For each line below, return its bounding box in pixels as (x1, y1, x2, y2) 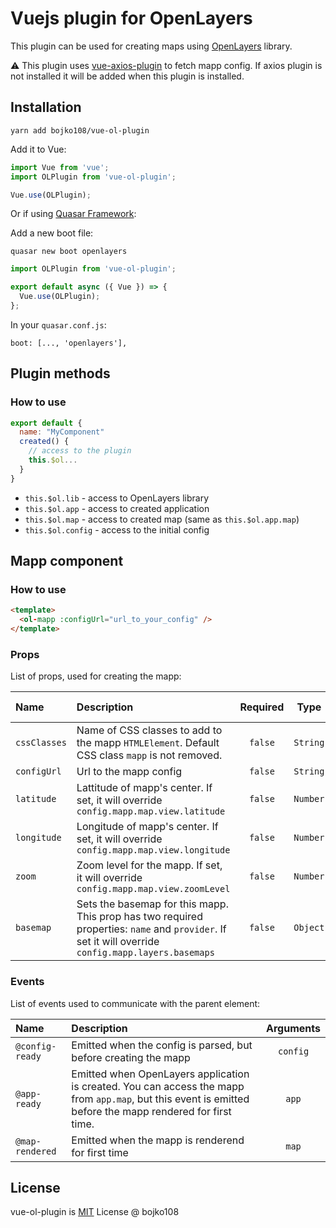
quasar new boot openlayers (10, 247, 128, 257)
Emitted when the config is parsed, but (71, 1038, 253, 1052)
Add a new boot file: (10, 227, 94, 239)
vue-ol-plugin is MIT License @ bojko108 (10, 1206, 180, 1218)
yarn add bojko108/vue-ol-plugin (10, 125, 150, 136)
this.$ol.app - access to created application (24, 502, 210, 514)
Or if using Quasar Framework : (10, 208, 137, 220)
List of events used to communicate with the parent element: (10, 997, 261, 1009)
